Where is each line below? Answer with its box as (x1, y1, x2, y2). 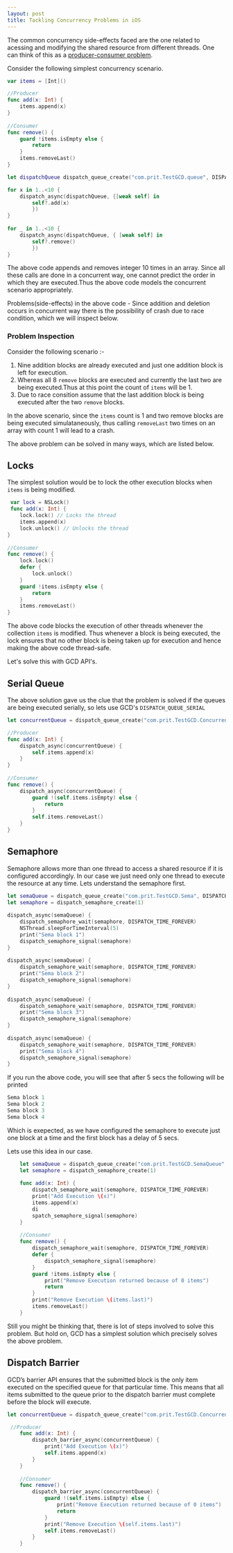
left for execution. (17, 368, 68, 377)
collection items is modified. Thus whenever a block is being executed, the (7, 629, 221, 638)
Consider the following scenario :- (7, 347, 105, 356)
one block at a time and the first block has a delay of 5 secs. (7, 1133, 180, 1142)
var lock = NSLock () (10, 499, 70, 506)
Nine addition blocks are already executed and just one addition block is (17, 361, 223, 369)
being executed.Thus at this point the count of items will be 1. (17, 383, 193, 391)
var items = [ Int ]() (7, 77, 67, 84)
